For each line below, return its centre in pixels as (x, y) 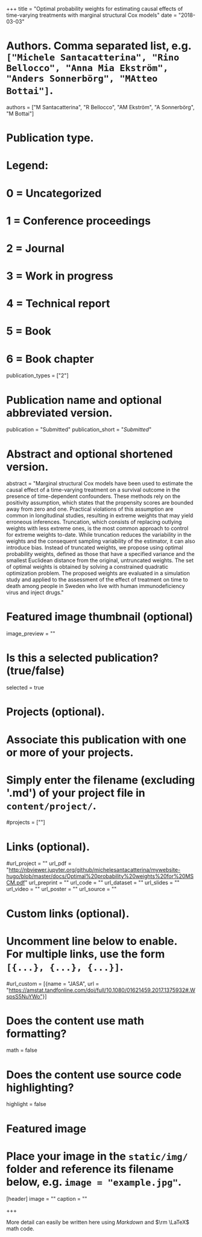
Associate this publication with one (96, 740)
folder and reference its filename (90, 1169)
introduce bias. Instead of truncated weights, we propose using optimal (95, 548)
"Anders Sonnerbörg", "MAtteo (82, 79)
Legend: (27, 166)
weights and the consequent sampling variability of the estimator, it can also (101, 541)
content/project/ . (51, 806)
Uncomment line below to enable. (92, 941)
